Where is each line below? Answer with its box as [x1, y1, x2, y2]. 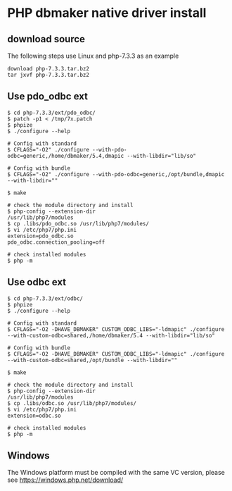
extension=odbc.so [7, 412, 61, 419]
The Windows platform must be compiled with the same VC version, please [7, 468, 225, 477]
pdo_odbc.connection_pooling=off [7, 238, 105, 246]
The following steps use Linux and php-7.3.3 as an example [7, 51, 179, 60]
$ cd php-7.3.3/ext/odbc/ [7, 294, 83, 302]
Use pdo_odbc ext [7, 90, 88, 103]
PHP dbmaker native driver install [7, 5, 207, 21]
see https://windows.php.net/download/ [7, 476, 124, 484]
